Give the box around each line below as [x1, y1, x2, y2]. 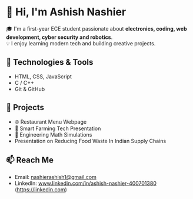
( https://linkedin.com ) [14, 186, 68, 193]
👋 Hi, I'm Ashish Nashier [6, 5, 127, 19]
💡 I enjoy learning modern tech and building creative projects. [6, 39, 156, 47]
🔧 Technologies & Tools [6, 57, 94, 67]
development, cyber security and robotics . [6, 34, 113, 41]
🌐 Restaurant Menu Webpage [14, 118, 87, 125]
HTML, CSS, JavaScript [14, 73, 72, 80]
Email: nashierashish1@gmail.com [14, 174, 97, 181]
